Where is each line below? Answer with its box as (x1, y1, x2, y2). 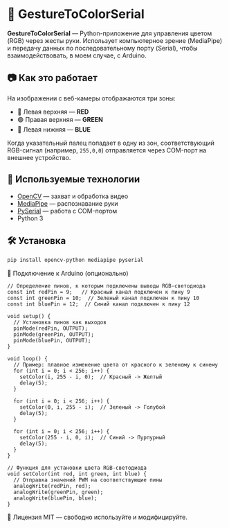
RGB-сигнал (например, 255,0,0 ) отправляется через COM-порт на (7, 146, 207, 155)
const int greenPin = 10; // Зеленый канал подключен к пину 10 (7, 294, 199, 302)
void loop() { (7, 355, 48, 362)
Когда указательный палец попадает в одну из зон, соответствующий (7, 139, 214, 147)
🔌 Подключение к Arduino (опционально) (7, 270, 129, 278)
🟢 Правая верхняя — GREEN (17, 115, 104, 123)
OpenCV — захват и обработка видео (17, 192, 129, 200)
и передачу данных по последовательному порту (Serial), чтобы (7, 44, 199, 52)
